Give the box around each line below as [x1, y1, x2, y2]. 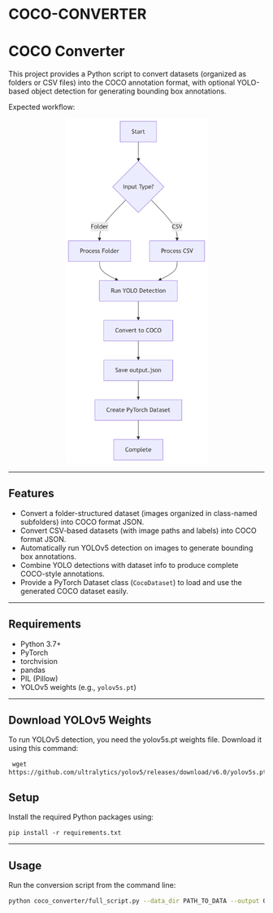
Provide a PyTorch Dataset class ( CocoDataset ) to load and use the [19, 577, 242, 587]
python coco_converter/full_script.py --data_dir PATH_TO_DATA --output [8, 897, 260, 905]
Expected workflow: [8, 103, 76, 112]
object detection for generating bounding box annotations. [31, 86, 227, 96]
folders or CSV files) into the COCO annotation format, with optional [8, 78, 236, 88]
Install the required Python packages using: [8, 812, 154, 822]
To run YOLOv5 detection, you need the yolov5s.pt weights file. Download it [8, 735, 262, 745]
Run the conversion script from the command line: [8, 880, 176, 889]
